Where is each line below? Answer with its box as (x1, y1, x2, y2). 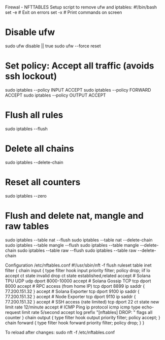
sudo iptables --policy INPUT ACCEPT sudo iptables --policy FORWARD (5, 87, 151, 93)
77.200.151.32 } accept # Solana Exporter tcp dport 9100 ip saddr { (5, 288, 140, 294)
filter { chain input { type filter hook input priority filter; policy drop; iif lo (5, 267, 150, 273)
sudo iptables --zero (5, 193, 47, 199)
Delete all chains (5, 143, 74, 154)
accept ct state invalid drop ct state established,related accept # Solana (5, 272, 151, 278)
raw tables (5, 220, 49, 232)
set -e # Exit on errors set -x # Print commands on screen (5, 9, 122, 15)
